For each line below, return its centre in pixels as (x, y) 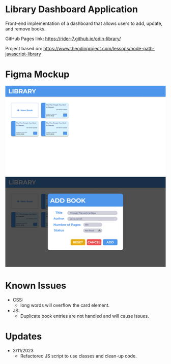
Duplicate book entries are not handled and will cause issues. (84, 316)
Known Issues (36, 286)
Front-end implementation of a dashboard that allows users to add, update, (84, 23)
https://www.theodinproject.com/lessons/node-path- (99, 48)
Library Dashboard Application (72, 9)
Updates (24, 336)
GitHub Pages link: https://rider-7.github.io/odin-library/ (63, 39)
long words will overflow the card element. (65, 305)
